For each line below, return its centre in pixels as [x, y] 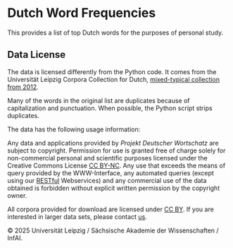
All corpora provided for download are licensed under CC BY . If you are [111, 209]
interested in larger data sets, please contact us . [77, 216]
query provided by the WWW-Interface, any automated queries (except [111, 173]
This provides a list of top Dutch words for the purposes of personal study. [115, 33]
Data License [37, 55]
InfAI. [15, 237]
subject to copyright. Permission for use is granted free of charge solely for [116, 150]
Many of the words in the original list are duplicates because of [99, 100]
